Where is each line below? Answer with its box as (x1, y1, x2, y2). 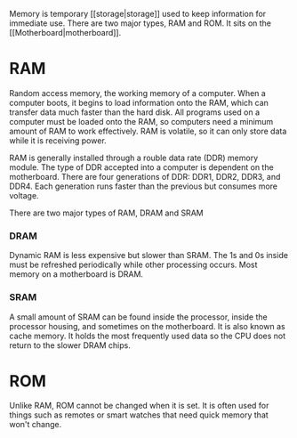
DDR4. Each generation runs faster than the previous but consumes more (9, 181, 278, 191)
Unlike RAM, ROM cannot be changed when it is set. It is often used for (9, 401, 269, 411)
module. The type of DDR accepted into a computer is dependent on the (9, 161, 274, 173)
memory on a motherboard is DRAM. (9, 269, 144, 280)
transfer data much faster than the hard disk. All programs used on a (9, 107, 261, 118)
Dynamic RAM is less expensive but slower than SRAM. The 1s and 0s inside (9, 250, 289, 261)
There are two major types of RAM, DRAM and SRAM (9, 207, 204, 218)
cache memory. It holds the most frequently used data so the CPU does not (9, 330, 286, 341)
